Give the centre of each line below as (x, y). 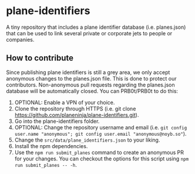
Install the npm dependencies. (51, 146)
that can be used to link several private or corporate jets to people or (89, 33)
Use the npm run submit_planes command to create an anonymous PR (99, 152)
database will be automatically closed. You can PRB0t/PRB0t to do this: (92, 91)
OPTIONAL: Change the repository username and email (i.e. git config (101, 127)
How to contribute (40, 58)
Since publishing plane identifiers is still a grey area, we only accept (88, 72)
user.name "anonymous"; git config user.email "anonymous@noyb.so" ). (100, 133)
